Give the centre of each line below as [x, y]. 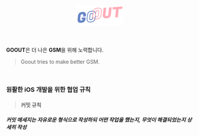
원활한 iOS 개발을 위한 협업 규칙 [48, 90]
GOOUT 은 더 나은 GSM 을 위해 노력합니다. [55, 50]
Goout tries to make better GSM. [60, 62]
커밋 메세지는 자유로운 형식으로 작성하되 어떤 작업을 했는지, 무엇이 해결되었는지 [96, 119]
